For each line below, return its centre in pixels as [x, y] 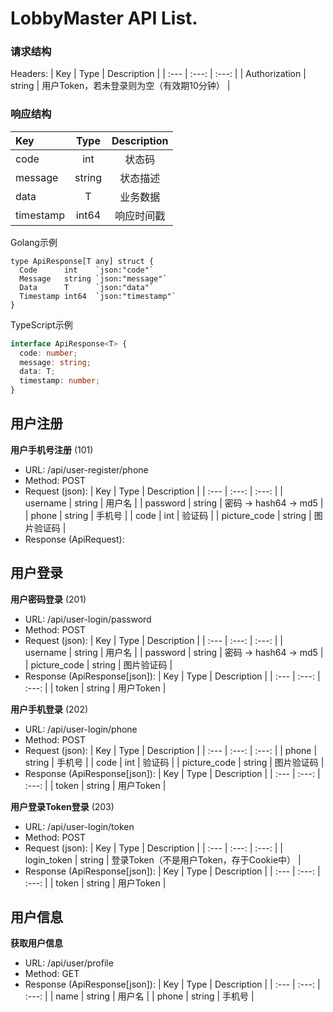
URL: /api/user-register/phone [86, 469]
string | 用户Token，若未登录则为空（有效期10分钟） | [120, 86]
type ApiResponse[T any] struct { [82, 261]
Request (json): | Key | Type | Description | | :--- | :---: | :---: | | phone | [171, 750]
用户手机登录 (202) [49, 709]
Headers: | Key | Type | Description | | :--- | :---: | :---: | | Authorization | [158, 74]
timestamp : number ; [60, 381]
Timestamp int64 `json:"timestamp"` [98, 296]
